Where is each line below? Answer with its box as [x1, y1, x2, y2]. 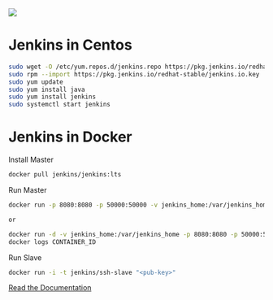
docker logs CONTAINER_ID [8, 237, 96, 246]
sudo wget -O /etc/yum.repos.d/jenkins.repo [8, 63, 162, 71]
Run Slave [8, 252, 42, 263]
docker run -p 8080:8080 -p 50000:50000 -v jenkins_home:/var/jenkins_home [8, 201, 271, 209]
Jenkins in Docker [8, 128, 132, 146]
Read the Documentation [8, 283, 92, 293]
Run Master [8, 185, 47, 194]
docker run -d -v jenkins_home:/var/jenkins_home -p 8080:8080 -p [8, 230, 238, 238]
